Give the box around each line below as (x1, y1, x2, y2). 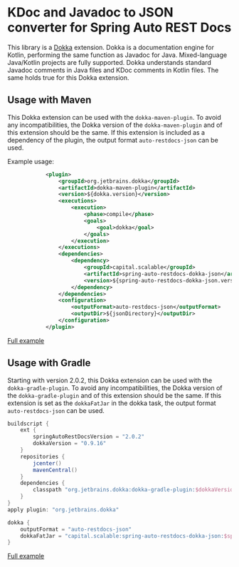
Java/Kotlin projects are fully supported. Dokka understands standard (7, 58, 211, 66)
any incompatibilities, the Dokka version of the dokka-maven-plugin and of (7, 121, 223, 129)
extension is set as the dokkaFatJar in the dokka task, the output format (7, 399, 216, 407)
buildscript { (7, 420, 50, 427)
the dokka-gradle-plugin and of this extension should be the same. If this (7, 391, 222, 399)
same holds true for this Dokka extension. (7, 73, 129, 82)
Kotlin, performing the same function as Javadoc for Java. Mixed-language (7, 51, 228, 59)
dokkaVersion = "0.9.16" (33, 440, 107, 447)
